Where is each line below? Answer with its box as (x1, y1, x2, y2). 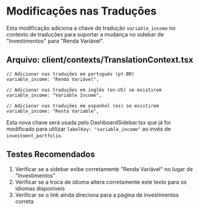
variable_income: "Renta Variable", (6, 108, 99, 114)
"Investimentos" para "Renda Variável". (6, 37, 105, 44)
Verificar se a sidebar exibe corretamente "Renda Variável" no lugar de (15, 165, 194, 172)
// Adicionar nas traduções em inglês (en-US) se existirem (6, 87, 162, 93)
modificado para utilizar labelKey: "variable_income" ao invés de (6, 125, 172, 132)
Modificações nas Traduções (6, 4, 157, 18)
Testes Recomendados (6, 149, 96, 160)
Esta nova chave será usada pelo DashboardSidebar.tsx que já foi (6, 118, 171, 126)
